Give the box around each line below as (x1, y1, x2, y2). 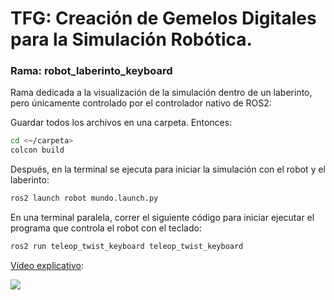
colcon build (10, 145, 65, 156)
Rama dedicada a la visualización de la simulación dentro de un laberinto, (10, 87, 313, 99)
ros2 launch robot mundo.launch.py (10, 193, 159, 204)
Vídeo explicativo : (10, 259, 84, 271)
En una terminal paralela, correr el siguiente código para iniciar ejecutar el (10, 212, 315, 224)
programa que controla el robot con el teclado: (10, 222, 202, 234)
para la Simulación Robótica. (10, 28, 253, 51)
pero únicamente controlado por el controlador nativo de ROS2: (10, 97, 272, 109)
